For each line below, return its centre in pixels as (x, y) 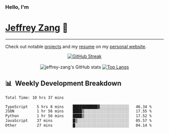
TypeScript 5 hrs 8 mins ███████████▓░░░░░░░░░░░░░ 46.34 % (78, 107)
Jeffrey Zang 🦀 (37, 28)
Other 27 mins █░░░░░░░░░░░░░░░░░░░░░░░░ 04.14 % (78, 125)
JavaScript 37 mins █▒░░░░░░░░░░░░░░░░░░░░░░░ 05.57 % (78, 121)
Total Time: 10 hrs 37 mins (35, 97)
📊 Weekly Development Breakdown (63, 83)
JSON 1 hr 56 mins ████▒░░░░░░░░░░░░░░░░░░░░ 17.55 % (78, 111)
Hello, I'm (17, 7)
